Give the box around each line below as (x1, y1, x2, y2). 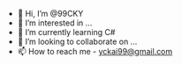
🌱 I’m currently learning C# (17, 27, 116, 37)
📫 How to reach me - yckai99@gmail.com (17, 47, 173, 56)
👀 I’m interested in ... (17, 18, 93, 28)
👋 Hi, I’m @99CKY (17, 9, 84, 18)
